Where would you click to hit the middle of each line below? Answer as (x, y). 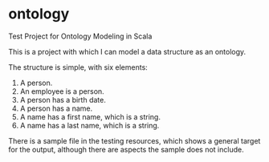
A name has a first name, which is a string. (90, 116)
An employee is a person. (62, 91)
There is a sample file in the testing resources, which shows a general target (134, 140)
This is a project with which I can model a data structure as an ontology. (127, 51)
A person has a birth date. (63, 99)
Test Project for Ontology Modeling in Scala (80, 36)
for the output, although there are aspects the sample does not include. (126, 149)
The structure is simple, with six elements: (78, 67)
